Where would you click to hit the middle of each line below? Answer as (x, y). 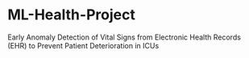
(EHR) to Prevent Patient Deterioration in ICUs (83, 45)
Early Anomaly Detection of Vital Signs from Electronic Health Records (124, 37)
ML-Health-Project (72, 15)
